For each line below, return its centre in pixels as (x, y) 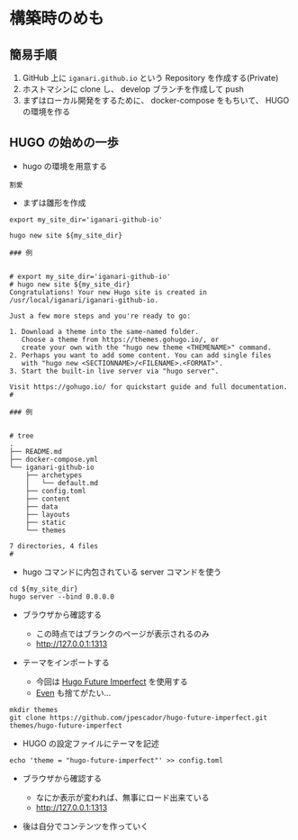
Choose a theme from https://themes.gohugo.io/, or (120, 339)
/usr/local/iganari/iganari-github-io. (84, 300)
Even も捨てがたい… (73, 692)
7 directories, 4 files (54, 546)
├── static (46, 522)
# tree (22, 436)
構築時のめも (57, 18)
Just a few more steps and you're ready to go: (100, 316)
